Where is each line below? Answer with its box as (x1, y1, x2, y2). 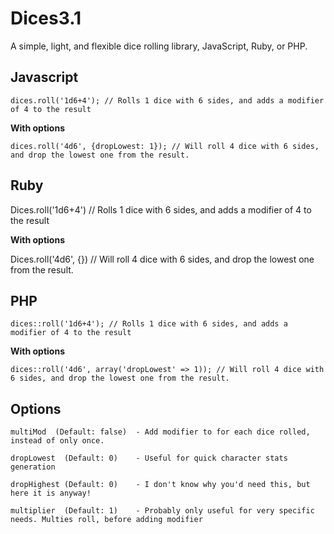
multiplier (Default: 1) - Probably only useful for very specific (10, 506, 315, 516)
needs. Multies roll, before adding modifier (10, 515, 203, 525)
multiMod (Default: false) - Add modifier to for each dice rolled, (10, 427, 311, 437)
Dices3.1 (10, 7, 82, 30)
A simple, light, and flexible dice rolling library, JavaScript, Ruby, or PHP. (10, 40, 308, 52)
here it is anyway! (10, 488, 92, 499)
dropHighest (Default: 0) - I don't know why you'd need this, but (10, 480, 311, 490)
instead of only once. (10, 436, 105, 446)
